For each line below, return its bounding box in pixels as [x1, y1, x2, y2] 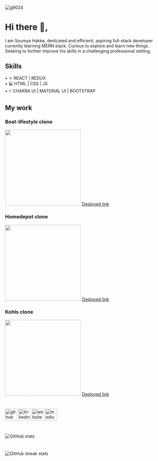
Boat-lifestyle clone [5, 118, 53, 125]
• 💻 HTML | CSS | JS [5, 80, 48, 86]
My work [5, 104, 32, 112]
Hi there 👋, [5, 22, 48, 33]
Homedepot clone [5, 213, 48, 220]
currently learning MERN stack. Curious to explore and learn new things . [5, 43, 151, 49]
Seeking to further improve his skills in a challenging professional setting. [5, 48, 151, 54]
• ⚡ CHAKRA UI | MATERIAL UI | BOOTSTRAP [5, 88, 96, 93]
